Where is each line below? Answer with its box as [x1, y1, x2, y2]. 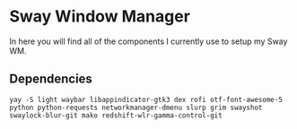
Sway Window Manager [9, 6, 191, 27]
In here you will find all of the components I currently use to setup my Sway [9, 36, 288, 47]
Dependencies [9, 72, 92, 87]
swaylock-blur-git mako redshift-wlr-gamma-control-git [9, 110, 223, 120]
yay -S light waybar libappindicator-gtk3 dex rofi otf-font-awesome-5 [9, 95, 283, 104]
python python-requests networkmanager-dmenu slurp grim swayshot [9, 103, 263, 112]
